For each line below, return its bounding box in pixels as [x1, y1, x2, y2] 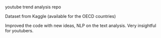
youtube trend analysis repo [5, 4, 61, 10]
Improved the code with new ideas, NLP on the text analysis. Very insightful [5, 23, 157, 28]
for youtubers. [5, 28, 34, 33]
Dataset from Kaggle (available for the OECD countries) [5, 13, 116, 19]
